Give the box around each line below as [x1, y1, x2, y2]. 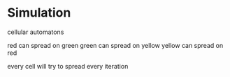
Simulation [7, 5, 71, 21]
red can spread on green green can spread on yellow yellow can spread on [7, 41, 224, 49]
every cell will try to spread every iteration [7, 62, 129, 70]
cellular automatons [7, 28, 64, 36]
